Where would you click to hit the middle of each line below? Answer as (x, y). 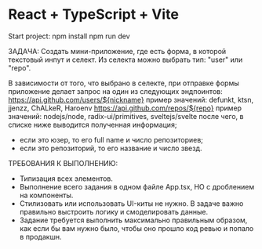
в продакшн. (40, 236)
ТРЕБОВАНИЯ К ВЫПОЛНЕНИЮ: (63, 163)
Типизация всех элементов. (66, 179)
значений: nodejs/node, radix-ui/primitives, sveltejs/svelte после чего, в (126, 116)
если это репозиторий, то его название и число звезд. (111, 148)
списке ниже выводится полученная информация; (93, 125)
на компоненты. (46, 195)
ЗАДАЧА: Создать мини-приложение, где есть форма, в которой (117, 51)
